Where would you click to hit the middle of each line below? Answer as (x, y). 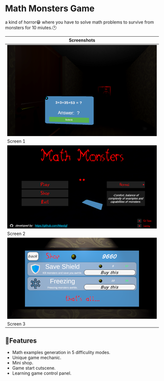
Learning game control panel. (42, 373)
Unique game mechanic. (37, 357)
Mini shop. (23, 363)
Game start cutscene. (34, 368)
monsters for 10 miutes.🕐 (31, 27)
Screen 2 (16, 234)
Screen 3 (16, 324)
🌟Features (21, 341)
